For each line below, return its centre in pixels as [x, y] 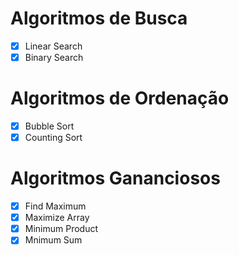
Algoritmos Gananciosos [115, 178]
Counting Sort [53, 138]
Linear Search [53, 46]
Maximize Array [57, 218]
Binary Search [54, 57]
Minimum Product [61, 229]
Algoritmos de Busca [99, 18]
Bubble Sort [49, 126]
